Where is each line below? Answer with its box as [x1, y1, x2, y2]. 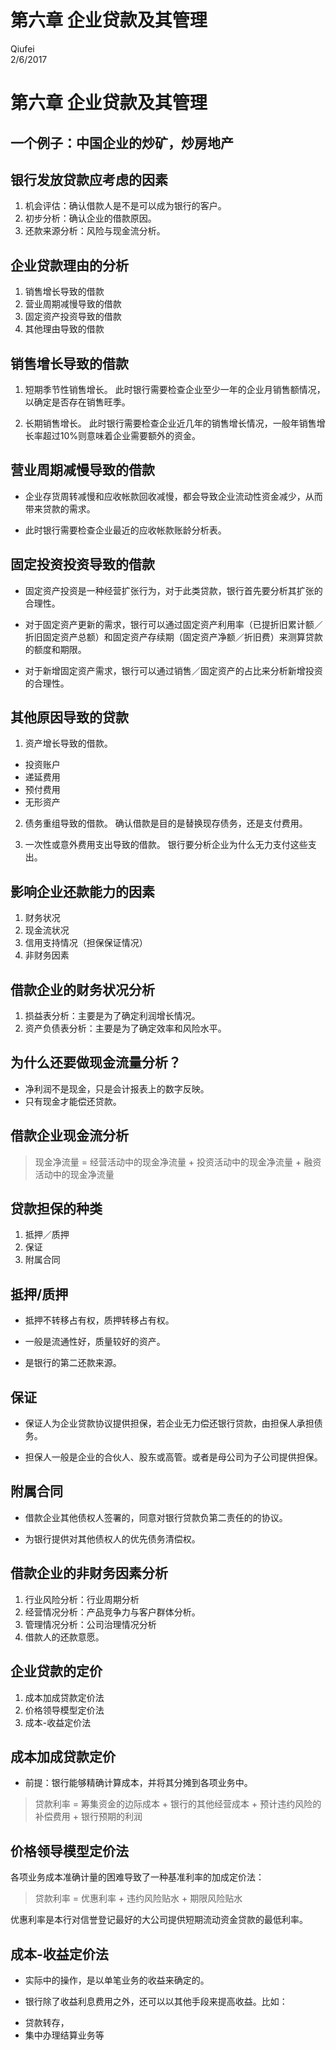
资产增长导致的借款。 [24, 737, 113, 750]
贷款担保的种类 [10, 1201, 103, 1218]
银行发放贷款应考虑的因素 [10, 171, 168, 188]
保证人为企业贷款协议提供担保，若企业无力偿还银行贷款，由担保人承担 [24, 1417, 315, 1430]
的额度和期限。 [24, 643, 87, 655]
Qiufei [10, 42, 35, 55]
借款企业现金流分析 [10, 1127, 129, 1145]
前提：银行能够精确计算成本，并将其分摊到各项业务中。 [24, 1777, 253, 1789]
